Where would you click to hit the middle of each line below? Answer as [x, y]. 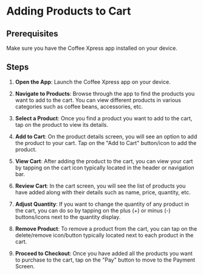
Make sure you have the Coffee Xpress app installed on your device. [92, 48]
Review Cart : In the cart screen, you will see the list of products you [100, 186]
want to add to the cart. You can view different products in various [98, 100]
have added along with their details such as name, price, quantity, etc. [103, 192]
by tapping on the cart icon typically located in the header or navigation [105, 168]
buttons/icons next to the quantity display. [68, 217]
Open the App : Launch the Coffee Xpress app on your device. [93, 82]
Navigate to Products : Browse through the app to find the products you [105, 93]
